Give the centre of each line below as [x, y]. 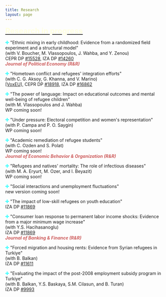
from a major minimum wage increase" [45, 222]
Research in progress [44, 31]
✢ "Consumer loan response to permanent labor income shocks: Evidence [82, 216]
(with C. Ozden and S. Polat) [34, 145]
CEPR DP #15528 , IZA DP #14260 [40, 58]
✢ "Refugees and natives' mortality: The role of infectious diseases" [76, 166]
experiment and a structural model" [42, 48]
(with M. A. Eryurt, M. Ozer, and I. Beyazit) [49, 171]
